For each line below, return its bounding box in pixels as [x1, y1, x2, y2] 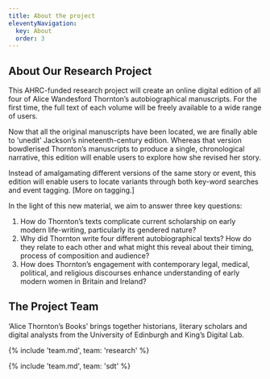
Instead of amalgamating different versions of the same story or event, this [8, 169, 256, 178]
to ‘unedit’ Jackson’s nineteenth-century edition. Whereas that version [8, 135, 242, 145]
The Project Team [8, 300, 99, 314]
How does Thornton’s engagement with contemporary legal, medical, [19, 260, 250, 269]
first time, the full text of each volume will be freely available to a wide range [8, 102, 262, 113]
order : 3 [15, 34, 45, 43]
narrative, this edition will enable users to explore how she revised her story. [8, 152, 262, 162]
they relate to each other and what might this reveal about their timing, [19, 243, 254, 252]
